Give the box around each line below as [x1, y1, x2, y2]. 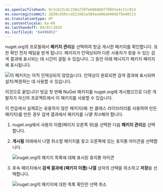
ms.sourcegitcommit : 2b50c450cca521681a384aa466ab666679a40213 [5, 12, 136, 17]
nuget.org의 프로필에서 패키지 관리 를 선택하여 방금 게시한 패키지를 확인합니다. [5, 44, 153, 49]
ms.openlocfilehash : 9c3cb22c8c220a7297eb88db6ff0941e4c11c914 [5, 7, 136, 12]
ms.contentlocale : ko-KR [5, 20, 55, 26]
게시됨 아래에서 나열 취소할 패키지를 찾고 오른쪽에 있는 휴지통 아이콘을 [12, 138, 145, 144]
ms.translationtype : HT [5, 16, 54, 21]
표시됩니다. [10, 62, 32, 68]
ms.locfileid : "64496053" [5, 30, 57, 35]
